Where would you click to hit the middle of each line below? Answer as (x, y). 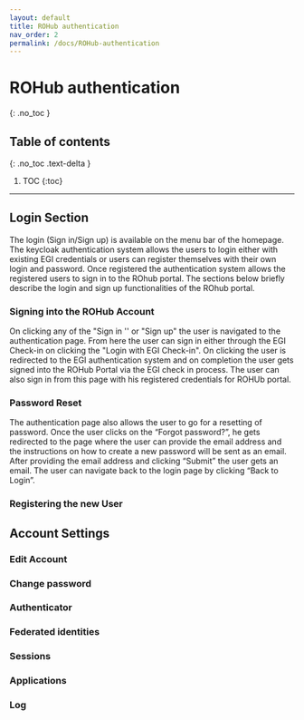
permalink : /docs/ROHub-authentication (85, 43)
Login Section (49, 218)
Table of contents (60, 141)
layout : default (40, 18)
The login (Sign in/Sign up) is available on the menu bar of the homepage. (147, 239)
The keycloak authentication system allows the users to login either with (144, 249)
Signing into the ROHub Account (82, 311)
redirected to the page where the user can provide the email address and (146, 442)
